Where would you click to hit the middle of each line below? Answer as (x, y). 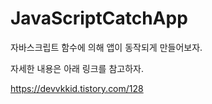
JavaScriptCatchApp (99, 18)
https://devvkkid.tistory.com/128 (77, 88)
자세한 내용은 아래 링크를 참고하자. (77, 68)
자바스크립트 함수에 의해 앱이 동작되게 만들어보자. (106, 47)
